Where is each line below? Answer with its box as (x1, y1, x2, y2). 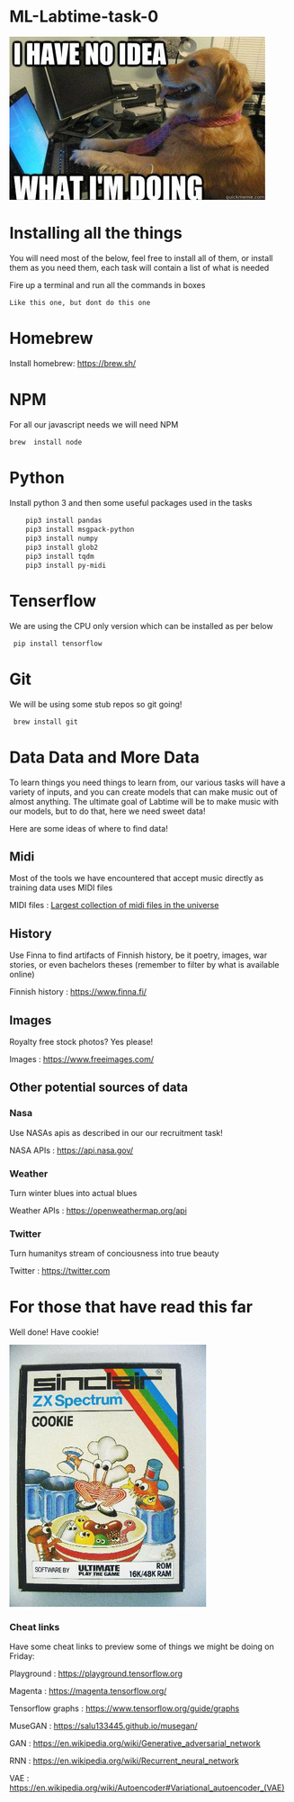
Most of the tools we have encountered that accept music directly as (9, 873, 263, 884)
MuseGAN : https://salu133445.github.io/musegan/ (9, 1721, 198, 1732)
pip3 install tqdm (25, 552, 94, 561)
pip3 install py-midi (25, 561, 106, 570)
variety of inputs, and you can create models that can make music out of (9, 786, 279, 797)
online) (9, 969, 35, 980)
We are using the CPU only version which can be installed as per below (9, 620, 273, 631)
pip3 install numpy (25, 534, 99, 543)
